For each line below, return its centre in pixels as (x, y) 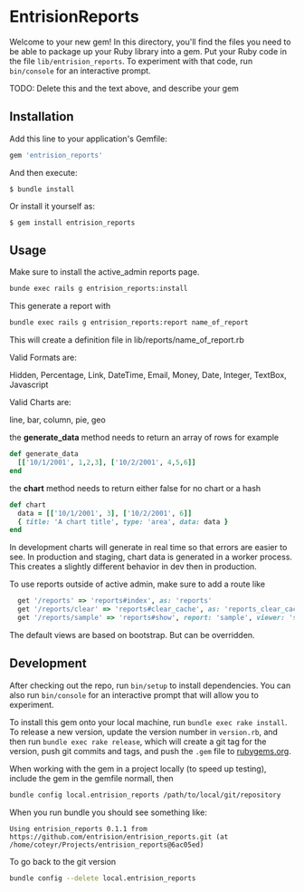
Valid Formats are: (43, 358)
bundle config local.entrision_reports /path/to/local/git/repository (145, 795)
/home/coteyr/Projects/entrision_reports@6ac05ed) (107, 845)
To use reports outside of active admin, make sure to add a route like (137, 584)
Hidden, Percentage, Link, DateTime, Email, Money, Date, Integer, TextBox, (148, 375)
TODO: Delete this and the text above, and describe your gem (124, 88)
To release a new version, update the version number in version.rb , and (144, 732)
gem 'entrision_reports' (56, 155)
